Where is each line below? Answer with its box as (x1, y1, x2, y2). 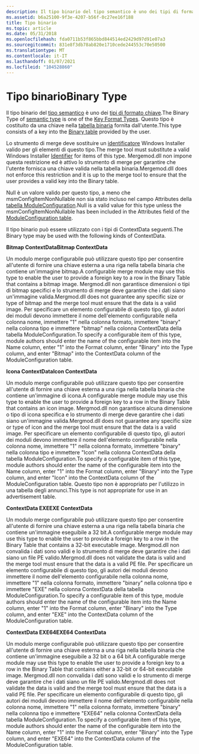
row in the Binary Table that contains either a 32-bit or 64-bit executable (6, 665, 183, 673)
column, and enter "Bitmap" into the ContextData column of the (6, 350, 161, 357)
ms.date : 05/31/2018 (6, 31, 57, 37)
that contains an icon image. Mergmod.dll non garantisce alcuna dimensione (6, 405, 192, 412)
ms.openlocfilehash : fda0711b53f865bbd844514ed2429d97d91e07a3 (6, 36, 166, 42)
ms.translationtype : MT (6, 48, 65, 54)
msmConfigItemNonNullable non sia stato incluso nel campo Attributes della (6, 196, 192, 203)
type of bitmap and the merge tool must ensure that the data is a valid (6, 300, 176, 307)
